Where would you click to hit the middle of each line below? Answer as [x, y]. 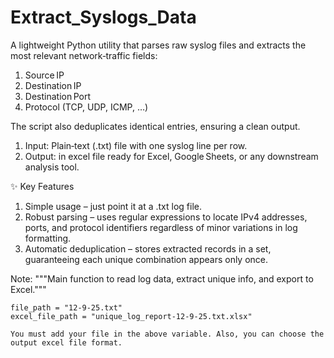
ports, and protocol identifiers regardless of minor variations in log [161, 227]
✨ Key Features [42, 186]
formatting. [48, 238]
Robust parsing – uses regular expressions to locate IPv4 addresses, [166, 217]
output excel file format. [66, 342]
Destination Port [58, 96]
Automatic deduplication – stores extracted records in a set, [148, 248]
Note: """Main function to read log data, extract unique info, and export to [162, 278]
